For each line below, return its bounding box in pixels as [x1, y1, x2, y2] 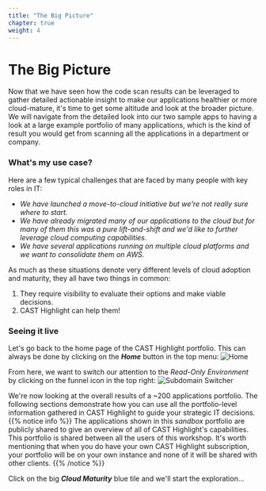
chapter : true [8, 19, 55, 27]
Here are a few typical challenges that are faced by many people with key [8, 175, 248, 185]
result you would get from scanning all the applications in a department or [8, 129, 249, 139]
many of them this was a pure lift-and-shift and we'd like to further [19, 224, 239, 234]
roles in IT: [8, 183, 43, 193]
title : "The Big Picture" [8, 11, 93, 20]
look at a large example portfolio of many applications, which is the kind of [8, 121, 251, 130]
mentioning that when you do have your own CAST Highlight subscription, [8, 441, 249, 451]
